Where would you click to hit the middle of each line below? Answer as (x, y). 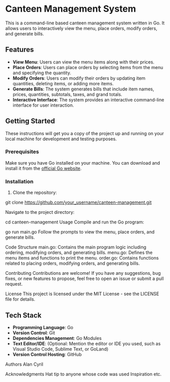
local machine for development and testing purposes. (61, 139)
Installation (20, 181)
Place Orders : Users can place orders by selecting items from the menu (88, 67)
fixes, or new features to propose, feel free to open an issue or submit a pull (84, 279)
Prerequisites (22, 152)
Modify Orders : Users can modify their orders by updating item (79, 78)
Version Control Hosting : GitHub (47, 354)
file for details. (20, 299)
